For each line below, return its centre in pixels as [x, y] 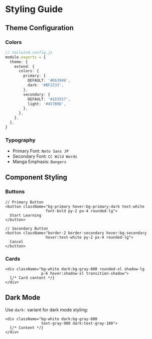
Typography [21, 140]
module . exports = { [26, 57]
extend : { [25, 66]
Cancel [17, 242]
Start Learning [26, 215]
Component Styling [36, 178]
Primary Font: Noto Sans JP [40, 151]
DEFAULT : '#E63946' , [49, 81]
